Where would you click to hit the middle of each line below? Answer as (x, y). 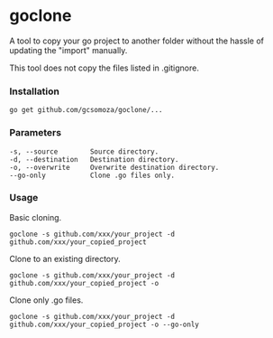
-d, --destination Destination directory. (94, 159)
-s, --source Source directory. (84, 151)
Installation (35, 91)
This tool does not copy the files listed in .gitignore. (105, 68)
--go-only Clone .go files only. (92, 175)
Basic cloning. (36, 217)
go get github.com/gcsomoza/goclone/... (86, 110)
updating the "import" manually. (68, 50)
